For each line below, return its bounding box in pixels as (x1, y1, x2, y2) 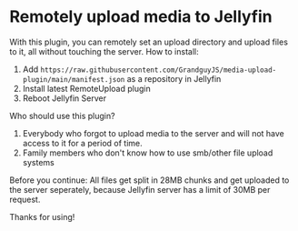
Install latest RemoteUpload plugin (22, 83, 152, 94)
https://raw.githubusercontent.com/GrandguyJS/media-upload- (40, 65, 277, 75)
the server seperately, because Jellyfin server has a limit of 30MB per (9, 184, 271, 195)
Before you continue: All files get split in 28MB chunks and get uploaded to (9, 175, 290, 186)
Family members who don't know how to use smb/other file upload (22, 147, 273, 158)
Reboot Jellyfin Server (22, 93, 107, 104)
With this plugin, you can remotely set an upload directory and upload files (9, 36, 289, 47)
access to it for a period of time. (22, 137, 143, 148)
